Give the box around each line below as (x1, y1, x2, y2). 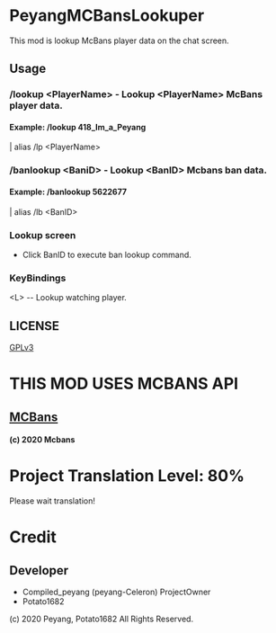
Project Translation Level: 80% (9, 466, 245, 486)
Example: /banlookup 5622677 (9, 186, 128, 197)
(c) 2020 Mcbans (9, 434, 76, 445)
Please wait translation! (9, 495, 96, 506)
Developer (9, 563, 69, 578)
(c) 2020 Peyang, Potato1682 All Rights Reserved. (9, 613, 194, 625)
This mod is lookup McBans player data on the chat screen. (9, 35, 229, 46)
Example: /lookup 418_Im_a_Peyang (9, 121, 147, 132)
